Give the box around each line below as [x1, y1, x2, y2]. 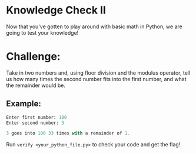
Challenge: [6, 50, 61, 63]
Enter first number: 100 [6, 114, 67, 120]
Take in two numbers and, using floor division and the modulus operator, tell [6, 69, 191, 76]
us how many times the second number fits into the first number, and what [6, 75, 187, 82]
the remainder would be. [6, 82, 66, 89]
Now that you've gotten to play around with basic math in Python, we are [6, 23, 182, 30]
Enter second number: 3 [6, 120, 65, 126]
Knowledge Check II [6, 4, 106, 17]
